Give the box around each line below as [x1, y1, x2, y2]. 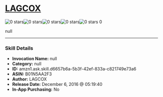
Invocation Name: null [12, 56, 57, 62]
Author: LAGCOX [12, 76, 47, 82]
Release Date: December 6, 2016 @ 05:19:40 [12, 82, 103, 87]
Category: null [12, 61, 42, 67]
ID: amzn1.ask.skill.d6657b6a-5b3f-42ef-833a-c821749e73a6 [12, 66, 137, 72]
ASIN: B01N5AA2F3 [12, 71, 52, 77]
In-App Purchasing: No [12, 86, 60, 92]
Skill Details [5, 44, 33, 51]
